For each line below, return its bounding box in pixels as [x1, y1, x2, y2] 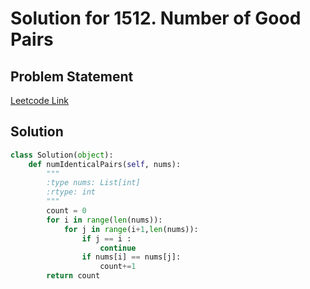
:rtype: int [46, 187, 97, 197]
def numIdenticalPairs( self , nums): [28, 159, 182, 169]
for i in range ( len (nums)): [46, 215, 163, 225]
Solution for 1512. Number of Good [10, 7, 302, 30]
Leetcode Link [10, 95, 70, 106]
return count [46, 271, 101, 281]
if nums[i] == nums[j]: [81, 252, 182, 262]
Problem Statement [10, 68, 134, 85]
